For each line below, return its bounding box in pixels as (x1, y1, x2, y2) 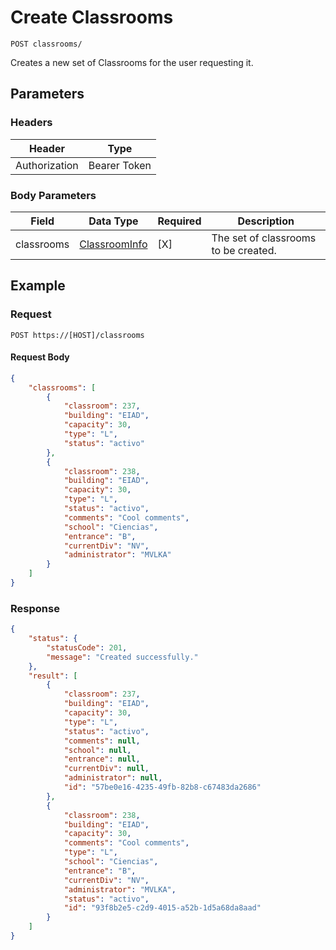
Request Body (10, 351, 70, 363)
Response (10, 601, 60, 615)
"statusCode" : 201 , (46, 642, 128, 653)
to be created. (211, 243, 277, 257)
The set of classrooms (211, 231, 317, 245)
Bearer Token (88, 158, 152, 172)
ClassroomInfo (79, 237, 148, 251)
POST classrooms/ (10, 39, 83, 49)
